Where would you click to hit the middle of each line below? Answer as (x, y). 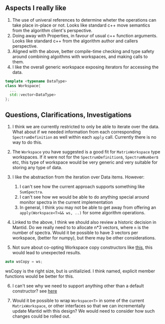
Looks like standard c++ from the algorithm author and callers (75, 41)
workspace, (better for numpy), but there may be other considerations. (84, 238)
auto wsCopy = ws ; (24, 262)
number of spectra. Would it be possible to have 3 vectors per (75, 233)
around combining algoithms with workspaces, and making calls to (80, 57)
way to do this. (27, 142)
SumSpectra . (31, 192)
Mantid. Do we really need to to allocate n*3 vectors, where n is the (80, 227)
